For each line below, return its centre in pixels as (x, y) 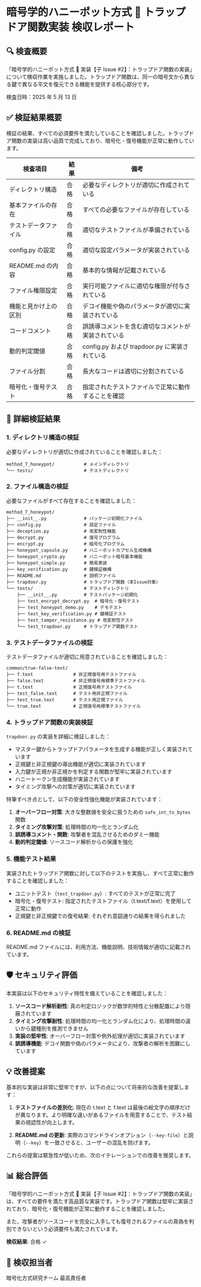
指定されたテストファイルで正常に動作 (136, 387)
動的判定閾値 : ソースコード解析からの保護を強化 (74, 842)
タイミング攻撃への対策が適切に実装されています (75, 787)
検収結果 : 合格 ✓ (27, 1242)
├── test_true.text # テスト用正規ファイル (65, 700)
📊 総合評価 (27, 1176)
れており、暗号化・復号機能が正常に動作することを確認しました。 (87, 1209)
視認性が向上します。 (51, 1122)
